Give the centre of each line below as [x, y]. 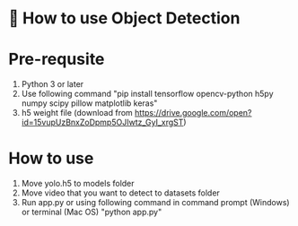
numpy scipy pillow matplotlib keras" [89, 103]
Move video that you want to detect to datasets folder [121, 193]
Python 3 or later [53, 84]
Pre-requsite [57, 60]
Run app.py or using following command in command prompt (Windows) [155, 203]
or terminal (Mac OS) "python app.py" [92, 212]
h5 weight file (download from [77, 113]
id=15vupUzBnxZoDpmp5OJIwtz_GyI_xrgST [102, 122]
